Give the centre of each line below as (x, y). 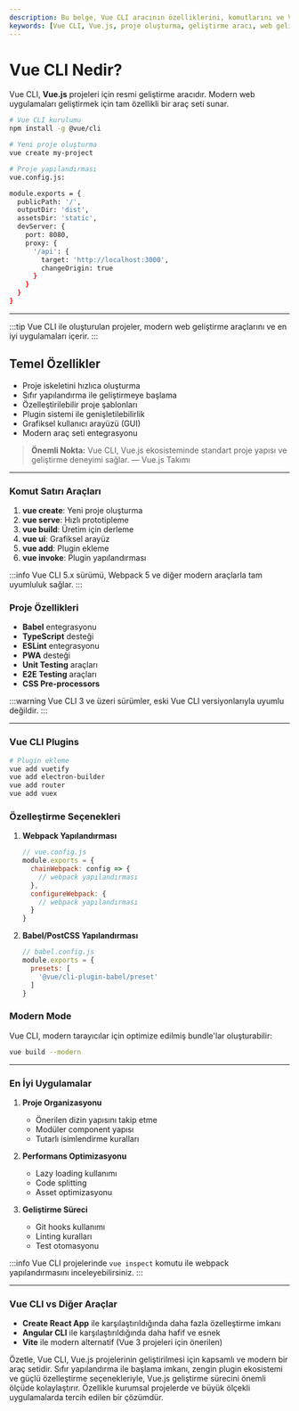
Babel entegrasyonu (59, 627)
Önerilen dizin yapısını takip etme (96, 1120)
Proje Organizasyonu (62, 1103)
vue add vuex (33, 794)
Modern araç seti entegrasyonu (80, 432)
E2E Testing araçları (59, 675)
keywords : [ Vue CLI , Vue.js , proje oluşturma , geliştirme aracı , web (141, 26)
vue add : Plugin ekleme (65, 548)
